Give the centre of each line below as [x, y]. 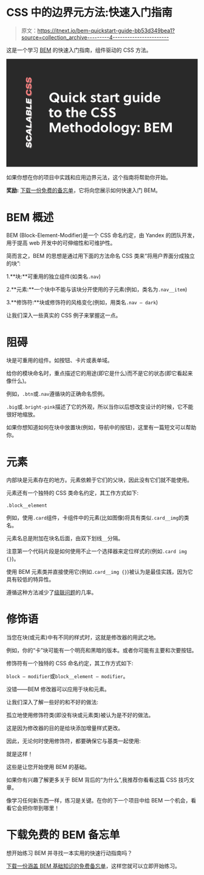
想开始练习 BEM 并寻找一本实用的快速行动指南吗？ [70, 853]
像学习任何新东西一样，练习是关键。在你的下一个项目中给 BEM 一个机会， [99, 801]
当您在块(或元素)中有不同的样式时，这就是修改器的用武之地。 [83, 637]
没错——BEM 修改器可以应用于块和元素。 [58, 689]
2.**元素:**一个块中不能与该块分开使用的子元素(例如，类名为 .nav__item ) [97, 290]
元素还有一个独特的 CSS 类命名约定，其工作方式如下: [73, 493]
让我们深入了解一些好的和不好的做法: [53, 702]
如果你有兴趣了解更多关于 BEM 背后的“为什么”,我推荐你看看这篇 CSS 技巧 [98, 780]
